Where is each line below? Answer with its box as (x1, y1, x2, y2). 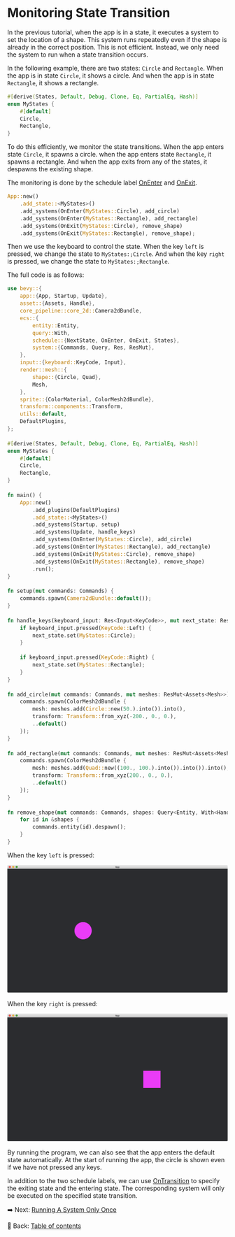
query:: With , (32, 329, 71, 336)
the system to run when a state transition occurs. (7, 50, 148, 59)
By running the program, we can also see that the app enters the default (7, 1148, 215, 1157)
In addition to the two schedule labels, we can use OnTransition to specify (7, 1176, 220, 1185)
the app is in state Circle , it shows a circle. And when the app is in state (7, 71, 215, 80)
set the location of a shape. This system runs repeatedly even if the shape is (7, 35, 227, 43)
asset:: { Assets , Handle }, (20, 300, 96, 307)
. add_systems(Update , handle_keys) (32, 529, 136, 536)
